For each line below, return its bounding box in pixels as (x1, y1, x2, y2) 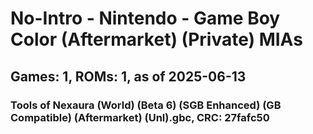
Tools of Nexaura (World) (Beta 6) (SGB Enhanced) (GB (10, 98, 282, 112)
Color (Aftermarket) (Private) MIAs (10, 28, 303, 51)
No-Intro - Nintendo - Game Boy (10, 7, 281, 30)
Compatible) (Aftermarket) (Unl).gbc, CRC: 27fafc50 (10, 110, 270, 124)
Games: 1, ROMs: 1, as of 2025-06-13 (10, 68, 247, 85)
